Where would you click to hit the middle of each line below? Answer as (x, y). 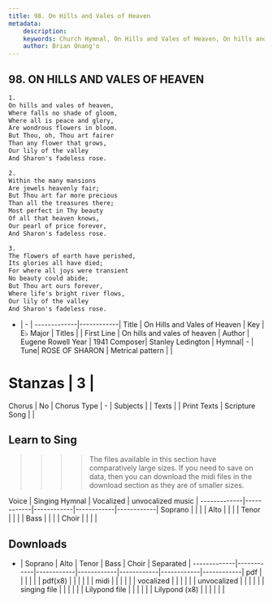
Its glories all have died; (56, 264)
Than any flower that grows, (58, 143)
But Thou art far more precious (63, 196)
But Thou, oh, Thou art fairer (61, 136)
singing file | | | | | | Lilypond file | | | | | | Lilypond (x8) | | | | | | (122, 590)
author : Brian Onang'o (61, 46)
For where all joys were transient (69, 271)
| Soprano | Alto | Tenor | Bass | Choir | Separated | (105, 564)
